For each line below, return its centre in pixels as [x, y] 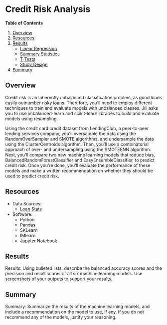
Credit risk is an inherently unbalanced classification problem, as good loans [83, 97]
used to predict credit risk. [32, 176]
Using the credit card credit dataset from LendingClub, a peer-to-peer [77, 128]
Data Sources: [27, 203]
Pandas [28, 225]
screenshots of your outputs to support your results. [59, 279]
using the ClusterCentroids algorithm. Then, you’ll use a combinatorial [77, 144]
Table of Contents [24, 23]
